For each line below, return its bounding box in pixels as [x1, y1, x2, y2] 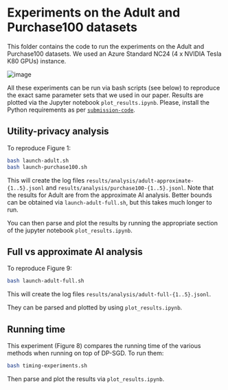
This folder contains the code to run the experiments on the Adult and [7, 42, 205, 50]
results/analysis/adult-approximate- [86, 177, 194, 184]
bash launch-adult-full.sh [7, 278, 84, 285]
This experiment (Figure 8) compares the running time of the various [7, 342, 201, 349]
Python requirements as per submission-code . [7, 105, 136, 114]
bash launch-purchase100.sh [7, 163, 88, 170]
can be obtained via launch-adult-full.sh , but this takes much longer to [7, 198, 212, 206]
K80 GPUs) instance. [7, 57, 67, 65]
